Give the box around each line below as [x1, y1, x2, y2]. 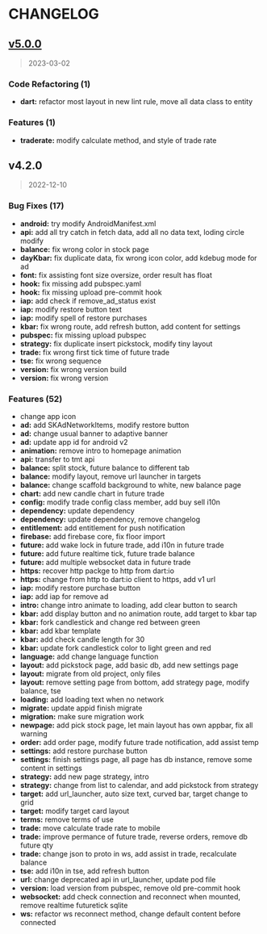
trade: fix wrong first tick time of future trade [19, 347, 170, 357]
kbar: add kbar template [19, 626, 102, 635]
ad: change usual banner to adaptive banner [19, 429, 168, 438]
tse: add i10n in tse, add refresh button [19, 866, 149, 876]
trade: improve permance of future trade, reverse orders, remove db [19, 832, 248, 841]
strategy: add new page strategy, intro [19, 772, 149, 781]
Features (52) [8, 393, 63, 404]
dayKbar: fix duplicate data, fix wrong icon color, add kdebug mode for [19, 253, 257, 262]
